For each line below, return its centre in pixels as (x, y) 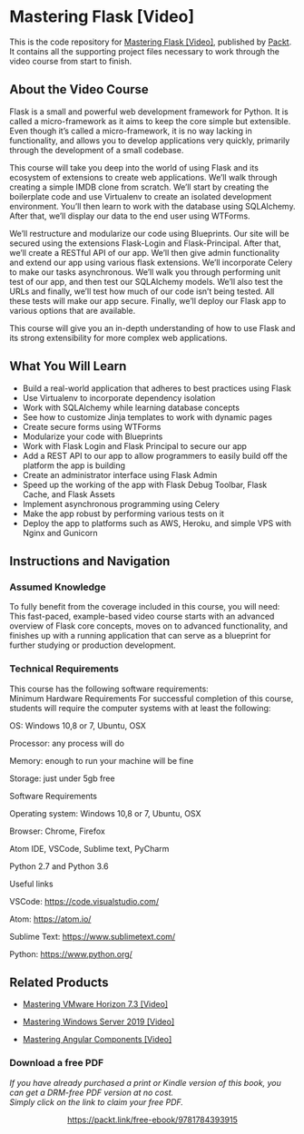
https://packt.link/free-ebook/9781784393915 (152, 1119)
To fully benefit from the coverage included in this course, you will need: (145, 607)
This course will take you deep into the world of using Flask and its (134, 167)
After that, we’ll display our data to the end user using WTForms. (130, 216)
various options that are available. (73, 310)
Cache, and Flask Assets (69, 494)
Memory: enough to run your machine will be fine (102, 760)
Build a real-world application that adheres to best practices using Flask (157, 388)
